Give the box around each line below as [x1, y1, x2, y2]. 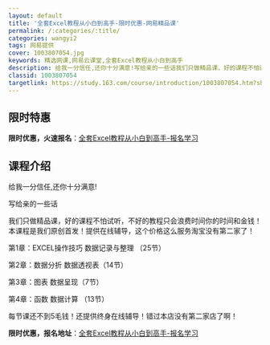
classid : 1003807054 [8, 71, 78, 79]
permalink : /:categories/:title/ [8, 26, 121, 34]
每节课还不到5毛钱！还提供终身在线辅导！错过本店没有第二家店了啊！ [8, 311, 239, 321]
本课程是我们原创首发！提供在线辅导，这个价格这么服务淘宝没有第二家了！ [8, 226, 255, 236]
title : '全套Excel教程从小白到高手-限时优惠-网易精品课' [8, 19, 180, 27]
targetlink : [8, 79, 48, 87]
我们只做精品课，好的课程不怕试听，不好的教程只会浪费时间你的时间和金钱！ [8, 216, 262, 225]
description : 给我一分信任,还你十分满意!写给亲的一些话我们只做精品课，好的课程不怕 [8, 64, 260, 72]
